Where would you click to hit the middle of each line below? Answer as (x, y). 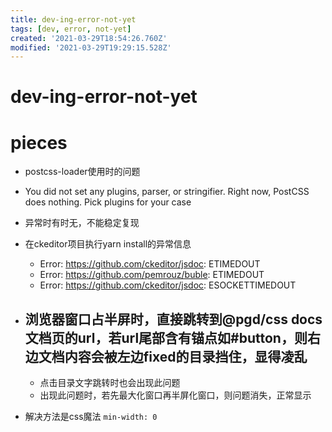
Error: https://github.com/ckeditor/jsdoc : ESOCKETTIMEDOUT (168, 285)
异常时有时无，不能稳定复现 (82, 223)
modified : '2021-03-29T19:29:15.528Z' (91, 47)
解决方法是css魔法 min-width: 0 (91, 417)
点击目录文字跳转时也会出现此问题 (110, 383)
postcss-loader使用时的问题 (82, 172)
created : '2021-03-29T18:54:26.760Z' (89, 38)
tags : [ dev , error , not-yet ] (71, 29)
